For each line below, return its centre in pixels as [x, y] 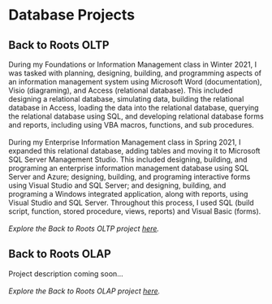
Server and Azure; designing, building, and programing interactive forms [130, 177]
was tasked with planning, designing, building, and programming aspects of [135, 73]
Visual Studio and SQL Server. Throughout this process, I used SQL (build [131, 202]
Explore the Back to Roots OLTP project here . [84, 228]
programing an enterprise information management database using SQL [129, 168]
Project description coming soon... [66, 273]
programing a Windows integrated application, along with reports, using [128, 194]
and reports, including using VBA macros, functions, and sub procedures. [131, 125]
